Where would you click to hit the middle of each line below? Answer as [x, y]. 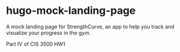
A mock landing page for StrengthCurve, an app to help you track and [90, 27]
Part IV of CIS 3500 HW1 [36, 44]
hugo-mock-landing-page [71, 11]
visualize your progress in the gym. [48, 32]
